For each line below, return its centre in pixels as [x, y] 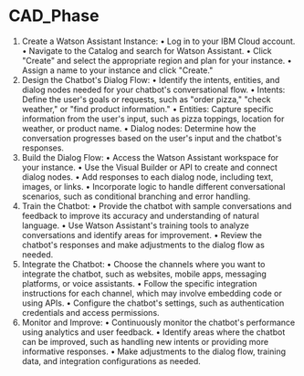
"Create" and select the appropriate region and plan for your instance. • [157, 60]
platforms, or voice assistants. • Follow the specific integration [139, 283]
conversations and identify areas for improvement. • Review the [142, 235]
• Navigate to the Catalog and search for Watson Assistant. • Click [147, 50]
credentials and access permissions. [91, 312]
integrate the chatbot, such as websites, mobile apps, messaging [144, 274]
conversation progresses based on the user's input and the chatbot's [152, 138]
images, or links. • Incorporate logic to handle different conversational [153, 186]
